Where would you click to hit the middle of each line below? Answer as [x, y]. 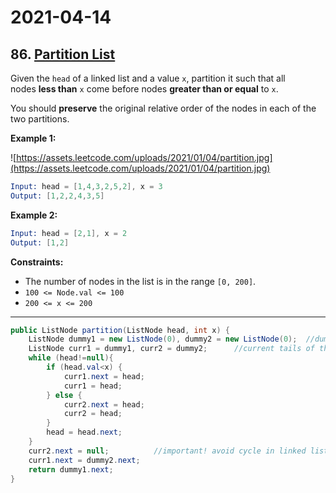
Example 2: [34, 215]
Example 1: [33, 138]
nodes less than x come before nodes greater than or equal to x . [144, 89]
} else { [64, 395]
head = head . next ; [84, 432]
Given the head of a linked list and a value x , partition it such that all [148, 78]
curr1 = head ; [93, 386]
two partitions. [40, 119]
